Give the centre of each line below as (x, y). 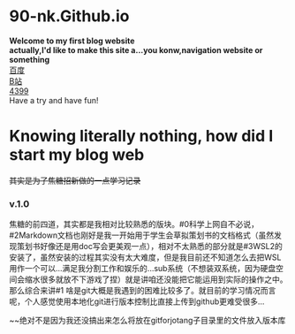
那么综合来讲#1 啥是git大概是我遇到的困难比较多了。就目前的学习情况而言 (143, 291)
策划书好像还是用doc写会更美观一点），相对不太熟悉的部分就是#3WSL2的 (149, 247)
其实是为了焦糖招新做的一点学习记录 (75, 180)
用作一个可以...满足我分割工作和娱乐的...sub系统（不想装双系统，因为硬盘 (143, 269)
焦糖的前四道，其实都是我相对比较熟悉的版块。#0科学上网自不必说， (134, 224)
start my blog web (77, 155)
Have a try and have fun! (54, 100)
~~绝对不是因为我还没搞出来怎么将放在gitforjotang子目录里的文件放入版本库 (147, 321)
